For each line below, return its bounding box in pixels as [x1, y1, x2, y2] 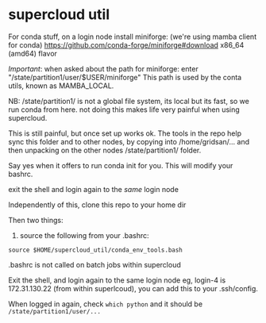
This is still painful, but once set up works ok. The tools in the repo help [8, 129, 242, 138]
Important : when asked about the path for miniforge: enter [8, 63, 199, 73]
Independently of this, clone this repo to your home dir [8, 200, 187, 210]
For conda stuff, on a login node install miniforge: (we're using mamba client [8, 32, 256, 41]
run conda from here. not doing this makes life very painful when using [8, 105, 240, 114]
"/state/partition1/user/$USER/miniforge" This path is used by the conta [8, 72, 242, 82]
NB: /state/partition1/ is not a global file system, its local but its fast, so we [8, 96, 250, 106]
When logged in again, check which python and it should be [8, 299, 203, 309]
